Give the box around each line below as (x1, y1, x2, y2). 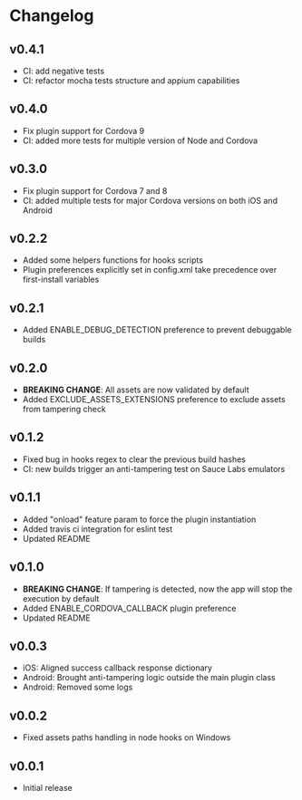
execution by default (22, 593, 100, 603)
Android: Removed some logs (22, 681, 133, 693)
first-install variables (22, 274, 100, 285)
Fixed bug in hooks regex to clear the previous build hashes (22, 454, 247, 465)
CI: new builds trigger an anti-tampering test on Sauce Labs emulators (22, 463, 286, 474)
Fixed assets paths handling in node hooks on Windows (22, 732, 231, 743)
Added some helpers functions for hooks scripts (22, 255, 204, 265)
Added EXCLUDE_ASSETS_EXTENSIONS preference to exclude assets (22, 394, 286, 405)
